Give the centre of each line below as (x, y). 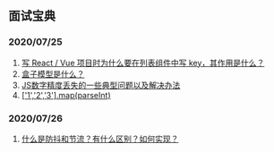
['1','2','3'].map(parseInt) (66, 95)
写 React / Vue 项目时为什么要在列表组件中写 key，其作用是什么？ (143, 63)
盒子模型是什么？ (53, 73)
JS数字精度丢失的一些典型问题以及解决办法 (101, 85)
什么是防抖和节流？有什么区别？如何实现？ (100, 139)
